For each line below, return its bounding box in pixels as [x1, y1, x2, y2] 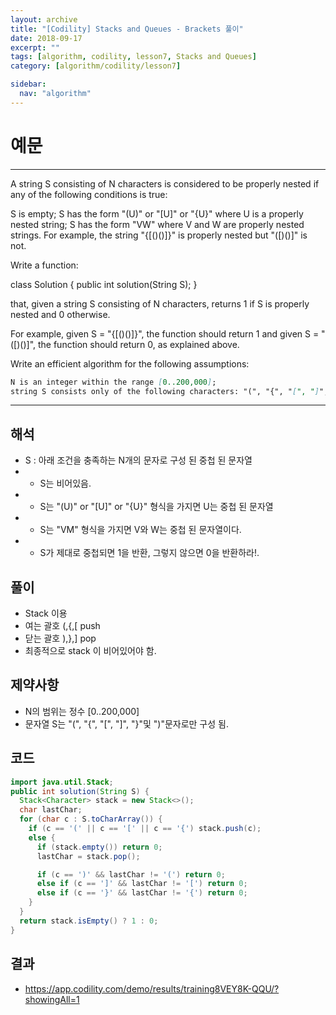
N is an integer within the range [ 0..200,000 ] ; [10, 377, 217, 387]
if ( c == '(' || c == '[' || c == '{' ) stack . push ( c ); [28, 824, 262, 834]
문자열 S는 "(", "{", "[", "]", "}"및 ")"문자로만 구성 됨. [24, 717, 229, 730]
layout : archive [10, 14, 78, 25]
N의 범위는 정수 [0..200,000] [24, 705, 140, 717]
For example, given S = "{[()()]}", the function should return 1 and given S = [10, 327, 320, 340]
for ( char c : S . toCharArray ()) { [19, 814, 163, 825]
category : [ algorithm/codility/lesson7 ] [10, 61, 182, 71]
